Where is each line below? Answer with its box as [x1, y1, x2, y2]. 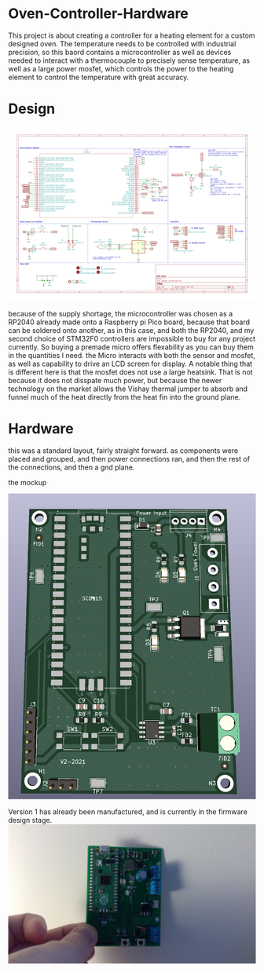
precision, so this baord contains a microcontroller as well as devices [8, 47, 232, 57]
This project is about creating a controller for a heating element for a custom [8, 31, 255, 40]
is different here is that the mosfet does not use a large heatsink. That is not [8, 367, 253, 377]
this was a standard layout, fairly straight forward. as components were [8, 446, 239, 455]
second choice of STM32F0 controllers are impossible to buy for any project [8, 334, 255, 344]
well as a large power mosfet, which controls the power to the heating [8, 64, 234, 73]
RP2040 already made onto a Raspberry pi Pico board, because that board [8, 317, 250, 327]
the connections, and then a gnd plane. [8, 462, 135, 472]
